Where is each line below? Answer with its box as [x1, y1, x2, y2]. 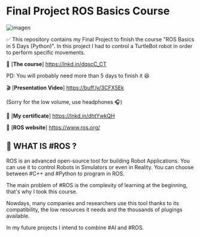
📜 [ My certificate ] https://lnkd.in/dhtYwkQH [6, 112, 115, 119]
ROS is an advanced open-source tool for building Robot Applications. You [6, 157, 190, 164]
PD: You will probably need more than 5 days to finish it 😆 [6, 72, 150, 79]
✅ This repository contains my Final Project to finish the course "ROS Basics [6, 35, 195, 43]
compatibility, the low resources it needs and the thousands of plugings [6, 206, 183, 213]
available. [6, 212, 30, 220]
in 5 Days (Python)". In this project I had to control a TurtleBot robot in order [6, 42, 193, 49]
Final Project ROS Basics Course [6, 4, 170, 18]
